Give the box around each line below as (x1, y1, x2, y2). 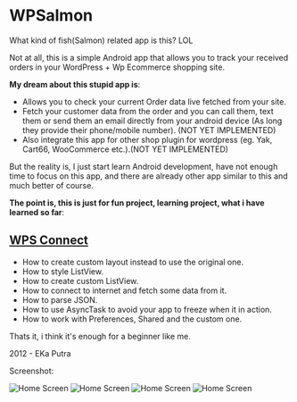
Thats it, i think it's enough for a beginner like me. (9, 331, 192, 341)
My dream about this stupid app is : (9, 79, 141, 89)
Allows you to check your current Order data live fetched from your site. (21, 96, 287, 107)
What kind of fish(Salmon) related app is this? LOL (9, 35, 194, 46)
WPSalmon (9, 5, 94, 26)
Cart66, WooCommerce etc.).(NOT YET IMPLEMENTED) (21, 144, 229, 155)
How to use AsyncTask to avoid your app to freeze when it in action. (21, 304, 272, 314)
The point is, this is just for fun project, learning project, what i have (9, 197, 265, 208)
